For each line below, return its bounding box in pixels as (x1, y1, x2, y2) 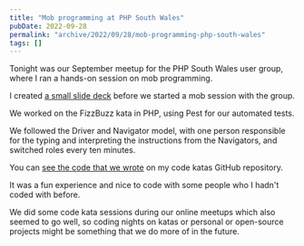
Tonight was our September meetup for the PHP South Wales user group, (9, 63, 284, 74)
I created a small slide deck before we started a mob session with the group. (9, 90, 295, 101)
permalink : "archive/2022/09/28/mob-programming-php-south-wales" (9, 30, 266, 39)
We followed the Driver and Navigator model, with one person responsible (9, 126, 286, 137)
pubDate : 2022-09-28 (9, 22, 88, 31)
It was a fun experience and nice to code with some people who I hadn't (9, 180, 279, 191)
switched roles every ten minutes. (9, 145, 136, 156)
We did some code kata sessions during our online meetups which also (9, 207, 276, 218)
